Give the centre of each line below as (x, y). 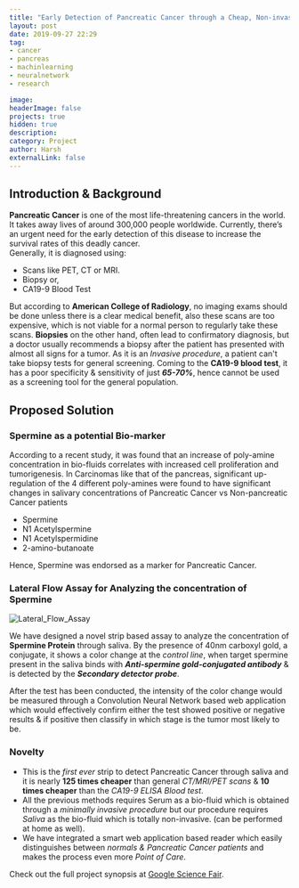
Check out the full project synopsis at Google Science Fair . (117, 874)
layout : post (33, 26)
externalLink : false (48, 158)
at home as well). (53, 828)
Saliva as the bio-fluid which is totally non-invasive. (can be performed (152, 819)
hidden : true (33, 125)
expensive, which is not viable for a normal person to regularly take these (144, 325)
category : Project (43, 142)
